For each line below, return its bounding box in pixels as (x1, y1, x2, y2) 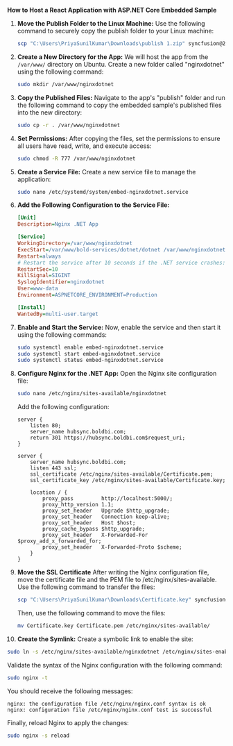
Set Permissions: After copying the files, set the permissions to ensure (17, 134, 221, 142)
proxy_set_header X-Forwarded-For (42, 531, 148, 539)
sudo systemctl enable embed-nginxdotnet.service (17, 344, 164, 351)
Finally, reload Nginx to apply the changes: (7, 718, 130, 727)
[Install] (17, 304, 46, 311)
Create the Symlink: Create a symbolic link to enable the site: (17, 635, 193, 643)
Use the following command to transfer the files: (17, 583, 155, 591)
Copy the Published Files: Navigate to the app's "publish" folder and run (17, 93, 225, 101)
